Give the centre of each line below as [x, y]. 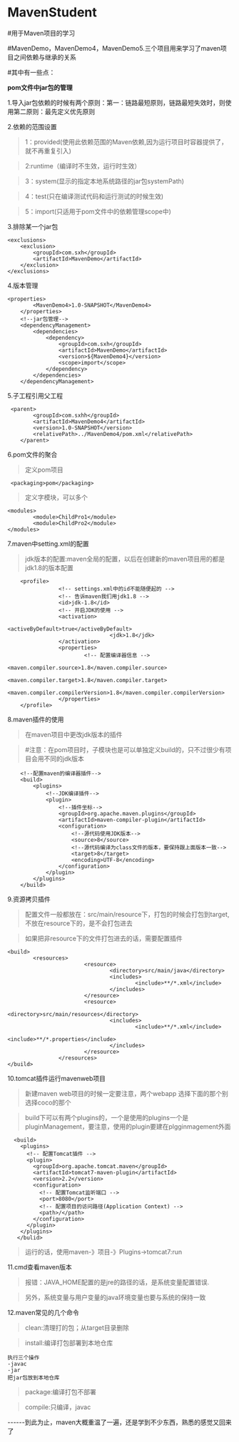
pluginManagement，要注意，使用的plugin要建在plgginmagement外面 [128, 1126]
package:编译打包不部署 [60, 1391]
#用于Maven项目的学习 [41, 33]
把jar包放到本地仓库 [34, 1378]
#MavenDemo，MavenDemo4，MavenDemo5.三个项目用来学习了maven [114, 48]
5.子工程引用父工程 [35, 395]
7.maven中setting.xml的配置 [48, 544]
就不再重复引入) [48, 151]
